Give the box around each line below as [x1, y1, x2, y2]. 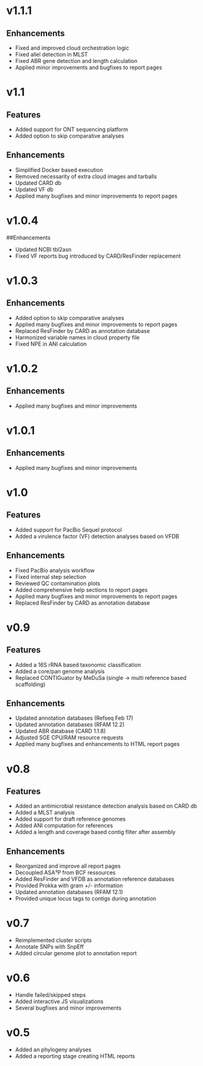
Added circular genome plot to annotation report [15, 950, 137, 957]
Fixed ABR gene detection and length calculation [15, 58, 138, 64]
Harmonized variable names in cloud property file [15, 334, 140, 341]
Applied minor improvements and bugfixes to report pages [15, 64, 163, 71]
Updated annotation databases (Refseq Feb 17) [15, 714, 134, 722]
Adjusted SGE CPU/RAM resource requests [15, 734, 124, 741]
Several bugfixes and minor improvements [15, 1004, 122, 1012]
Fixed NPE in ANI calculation [15, 340, 87, 348]
